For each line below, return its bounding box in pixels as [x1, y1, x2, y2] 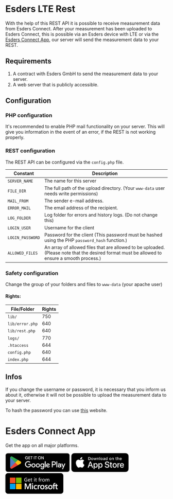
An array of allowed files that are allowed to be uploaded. [44, 244, 165, 251]
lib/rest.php [7, 329, 36, 334]
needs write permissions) [44, 190, 98, 197]
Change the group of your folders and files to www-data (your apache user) [5, 281, 163, 288]
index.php [7, 357, 29, 363]
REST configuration [5, 147, 56, 154]
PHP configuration [5, 112, 53, 119]
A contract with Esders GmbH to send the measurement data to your [12, 70, 159, 77]
